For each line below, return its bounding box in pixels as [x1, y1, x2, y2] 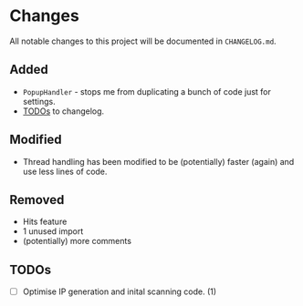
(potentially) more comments [22, 236, 132, 247]
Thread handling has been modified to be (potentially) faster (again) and [22, 156, 295, 167]
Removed [9, 192, 65, 208]
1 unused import [22, 226, 84, 237]
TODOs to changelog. [22, 106, 105, 117]
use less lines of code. [22, 166, 108, 177]
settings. [22, 96, 57, 107]
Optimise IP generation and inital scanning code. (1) [22, 286, 217, 297]
